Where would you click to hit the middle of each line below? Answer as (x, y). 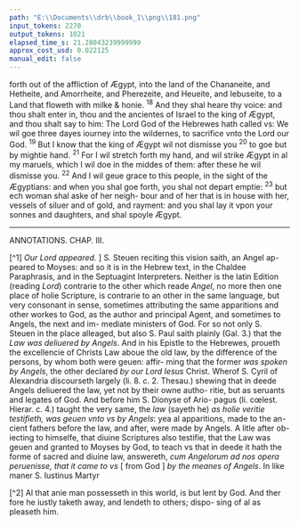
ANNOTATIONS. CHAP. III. (57, 241)
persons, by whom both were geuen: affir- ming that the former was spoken (148, 362)
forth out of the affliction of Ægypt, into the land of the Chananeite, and (140, 84)
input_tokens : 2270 (45, 26)
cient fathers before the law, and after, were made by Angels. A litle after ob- (149, 428)
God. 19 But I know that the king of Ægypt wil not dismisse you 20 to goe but (148, 144)
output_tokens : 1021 (48, 34)
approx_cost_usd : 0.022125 (59, 51)
